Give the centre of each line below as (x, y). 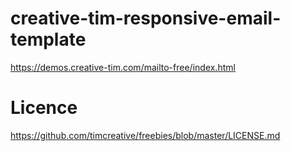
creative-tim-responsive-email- (146, 18)
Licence (44, 108)
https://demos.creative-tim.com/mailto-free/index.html (123, 67)
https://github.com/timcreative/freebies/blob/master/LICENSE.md (145, 135)
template (48, 39)
